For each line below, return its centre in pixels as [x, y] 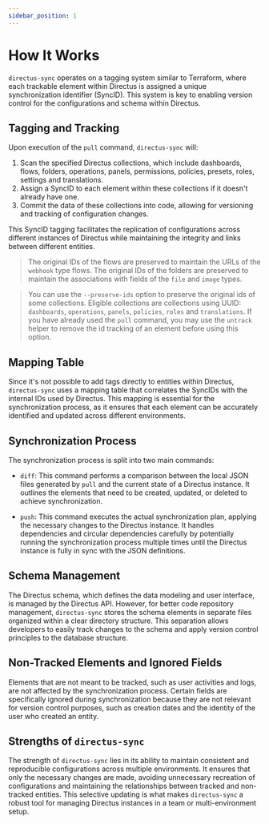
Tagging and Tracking [64, 128]
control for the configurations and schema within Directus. [104, 103]
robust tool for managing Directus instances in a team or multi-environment [132, 803]
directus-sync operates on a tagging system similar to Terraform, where [127, 78]
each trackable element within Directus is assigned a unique [107, 86]
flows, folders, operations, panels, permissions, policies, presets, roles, [137, 171]
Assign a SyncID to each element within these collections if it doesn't [134, 188]
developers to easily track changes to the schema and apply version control [133, 629]
